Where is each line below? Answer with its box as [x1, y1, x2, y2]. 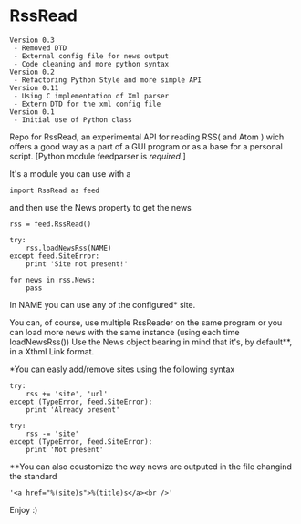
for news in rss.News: [9, 275, 96, 284]
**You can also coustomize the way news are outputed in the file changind [9, 461, 292, 472]
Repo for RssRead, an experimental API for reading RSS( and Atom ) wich [9, 131, 285, 142]
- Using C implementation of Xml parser [13, 91, 170, 100]
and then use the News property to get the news [9, 201, 192, 212]
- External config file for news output [13, 51, 170, 60]
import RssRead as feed [9, 186, 100, 195]
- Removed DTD [13, 43, 67, 53]
